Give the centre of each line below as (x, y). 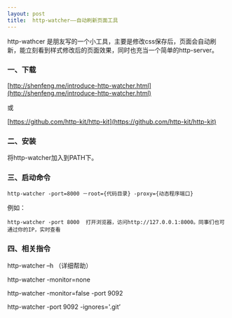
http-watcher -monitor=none (49, 279)
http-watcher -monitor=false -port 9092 (65, 293)
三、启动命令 (29, 178)
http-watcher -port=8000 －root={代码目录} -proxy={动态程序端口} (101, 194)
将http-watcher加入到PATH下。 (53, 158)
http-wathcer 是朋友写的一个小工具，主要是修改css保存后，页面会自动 (109, 41)
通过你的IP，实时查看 (34, 230)
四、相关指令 (29, 249)
